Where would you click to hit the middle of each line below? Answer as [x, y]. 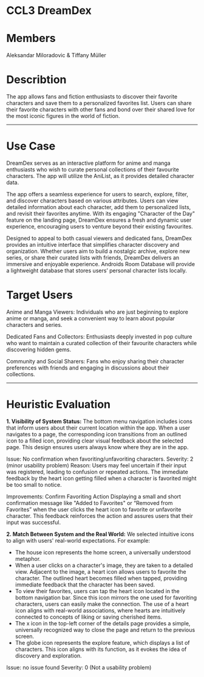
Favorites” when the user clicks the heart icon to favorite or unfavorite [94, 509]
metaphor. [28, 558]
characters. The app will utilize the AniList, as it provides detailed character [100, 176]
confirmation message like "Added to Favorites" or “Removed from [90, 503]
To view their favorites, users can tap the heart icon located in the [97, 591]
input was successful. [34, 522]
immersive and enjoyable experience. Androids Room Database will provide [101, 264]
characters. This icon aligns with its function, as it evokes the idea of [101, 649]
